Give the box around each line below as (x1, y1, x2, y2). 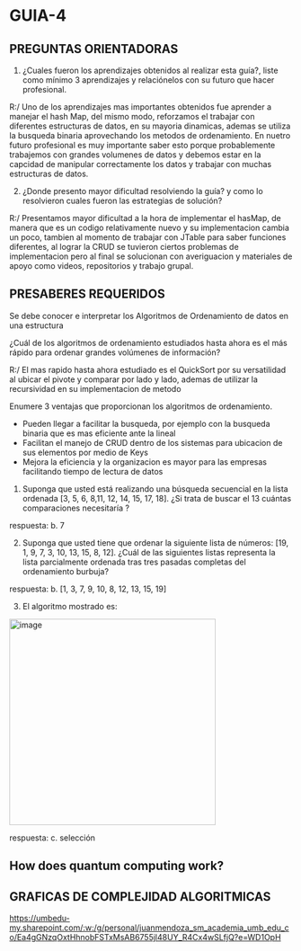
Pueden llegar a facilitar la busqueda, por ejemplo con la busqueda (22, 418, 271, 429)
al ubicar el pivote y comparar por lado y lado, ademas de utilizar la (9, 374, 259, 385)
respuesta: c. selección (9, 832, 96, 843)
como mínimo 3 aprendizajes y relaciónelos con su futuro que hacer (22, 75, 275, 85)
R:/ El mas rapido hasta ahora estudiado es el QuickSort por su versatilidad (9, 364, 287, 375)
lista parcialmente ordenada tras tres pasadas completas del (22, 556, 247, 567)
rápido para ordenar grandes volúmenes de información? (9, 347, 221, 358)
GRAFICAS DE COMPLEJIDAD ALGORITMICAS (9, 889, 271, 904)
